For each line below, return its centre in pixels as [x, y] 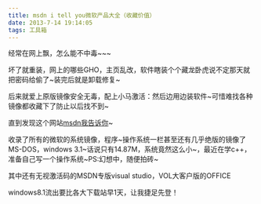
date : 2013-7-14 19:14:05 [50, 23]
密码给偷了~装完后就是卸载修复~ [67, 80]
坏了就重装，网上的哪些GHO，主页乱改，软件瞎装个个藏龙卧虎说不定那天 [126, 70]
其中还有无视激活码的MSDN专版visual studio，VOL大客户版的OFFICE [120, 176]
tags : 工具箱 [27, 30]
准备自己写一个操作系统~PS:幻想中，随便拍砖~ [83, 159]
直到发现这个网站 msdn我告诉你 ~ [61, 123]
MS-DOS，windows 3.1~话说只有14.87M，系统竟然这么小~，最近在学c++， [130, 149]
